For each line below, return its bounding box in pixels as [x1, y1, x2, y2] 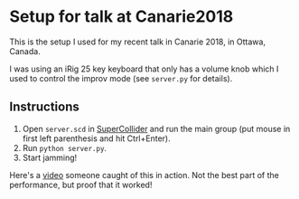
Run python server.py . [22, 142, 107, 153]
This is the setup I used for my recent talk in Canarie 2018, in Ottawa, [9, 36, 266, 47]
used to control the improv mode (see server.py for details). [9, 72, 233, 83]
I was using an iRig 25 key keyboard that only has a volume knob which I [9, 63, 279, 74]
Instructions [9, 99, 79, 115]
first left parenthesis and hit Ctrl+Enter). [22, 133, 171, 144]
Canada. [9, 45, 41, 56]
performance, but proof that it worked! [9, 179, 153, 190]
